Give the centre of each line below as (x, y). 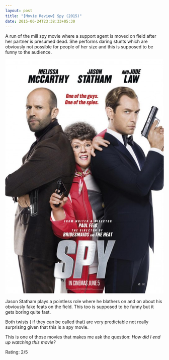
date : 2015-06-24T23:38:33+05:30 (40, 21)
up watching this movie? (31, 342)
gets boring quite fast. (28, 312)
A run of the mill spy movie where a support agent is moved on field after (81, 36)
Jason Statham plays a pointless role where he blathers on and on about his (84, 301)
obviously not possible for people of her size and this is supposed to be (79, 47)
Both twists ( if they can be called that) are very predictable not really (77, 322)
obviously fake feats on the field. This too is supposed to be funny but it (80, 307)
